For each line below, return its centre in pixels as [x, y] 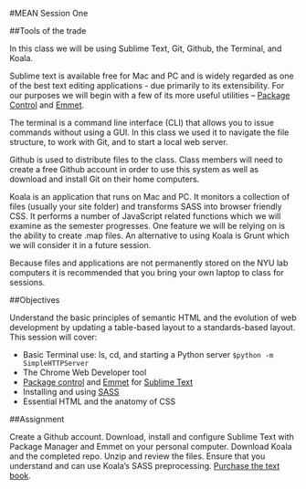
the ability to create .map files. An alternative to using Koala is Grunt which [150, 235]
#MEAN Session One [49, 13]
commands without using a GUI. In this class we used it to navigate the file [149, 132]
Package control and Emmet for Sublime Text [108, 382]
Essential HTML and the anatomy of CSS [99, 401]
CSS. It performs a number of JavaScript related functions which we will [145, 216]
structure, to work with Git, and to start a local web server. [119, 142]
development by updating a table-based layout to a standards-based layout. [153, 327]
